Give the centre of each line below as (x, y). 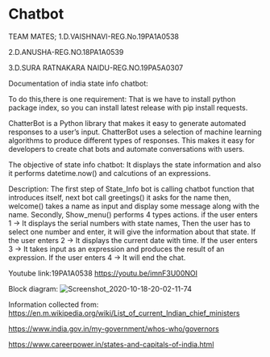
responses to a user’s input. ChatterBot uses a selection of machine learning (135, 132)
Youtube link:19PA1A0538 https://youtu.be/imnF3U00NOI (103, 273)
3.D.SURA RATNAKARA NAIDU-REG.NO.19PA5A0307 (96, 67)
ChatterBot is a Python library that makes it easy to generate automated (127, 123)
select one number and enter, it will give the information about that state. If (132, 232)
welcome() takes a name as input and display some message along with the (134, 206)
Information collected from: (54, 304)
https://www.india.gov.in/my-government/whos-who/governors (114, 329)
